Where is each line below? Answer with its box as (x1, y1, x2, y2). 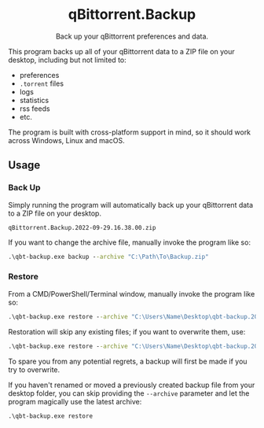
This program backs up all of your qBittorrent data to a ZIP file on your (8, 46, 236, 56)
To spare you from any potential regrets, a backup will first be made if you (8, 356, 247, 366)
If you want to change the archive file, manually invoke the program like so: (8, 238, 251, 247)
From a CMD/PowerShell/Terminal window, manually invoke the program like (8, 289, 255, 298)
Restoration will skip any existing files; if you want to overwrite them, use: (8, 327, 246, 336)
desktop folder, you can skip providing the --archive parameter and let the (8, 388, 250, 398)
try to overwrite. (8, 364, 60, 374)
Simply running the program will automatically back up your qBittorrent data (8, 200, 254, 209)
